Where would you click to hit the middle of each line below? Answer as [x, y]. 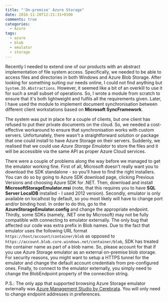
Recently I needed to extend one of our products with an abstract [73, 67]
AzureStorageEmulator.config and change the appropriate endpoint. [77, 209]
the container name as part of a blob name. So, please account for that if [80, 247]
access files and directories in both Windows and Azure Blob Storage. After [83, 77]
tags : [11, 33]
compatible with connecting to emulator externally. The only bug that [77, 220]
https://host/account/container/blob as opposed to [60, 236]
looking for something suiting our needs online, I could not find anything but [84, 82]
